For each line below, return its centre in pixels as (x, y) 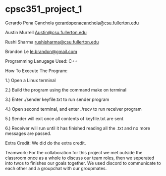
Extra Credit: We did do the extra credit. (46, 143)
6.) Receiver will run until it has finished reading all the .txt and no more (78, 128)
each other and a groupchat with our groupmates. (56, 168)
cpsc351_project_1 (44, 9)
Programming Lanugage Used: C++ (41, 61)
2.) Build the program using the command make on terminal (66, 89)
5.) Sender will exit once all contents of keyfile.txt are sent (64, 118)
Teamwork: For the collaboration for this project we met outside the (74, 152)
